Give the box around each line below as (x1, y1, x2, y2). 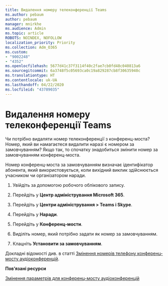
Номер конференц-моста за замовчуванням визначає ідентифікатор (5, 162, 153, 168)
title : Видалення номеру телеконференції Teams (5, 7, 107, 13)
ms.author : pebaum (5, 12, 44, 17)
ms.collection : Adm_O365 (5, 45, 57, 50)
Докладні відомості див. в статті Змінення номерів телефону (5, 250, 136, 257)
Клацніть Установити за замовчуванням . (12, 241, 103, 247)
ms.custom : (5, 49, 28, 54)
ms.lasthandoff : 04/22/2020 (5, 82, 64, 87)
